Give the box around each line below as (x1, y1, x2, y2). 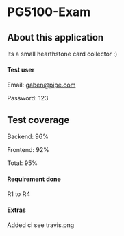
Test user (7, 65, 35, 74)
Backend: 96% (7, 132, 49, 141)
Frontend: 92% (7, 146, 49, 154)
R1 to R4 (7, 190, 31, 198)
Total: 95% (7, 159, 38, 167)
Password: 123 (7, 94, 49, 103)
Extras (7, 206, 26, 214)
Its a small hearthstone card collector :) (7, 50, 118, 58)
